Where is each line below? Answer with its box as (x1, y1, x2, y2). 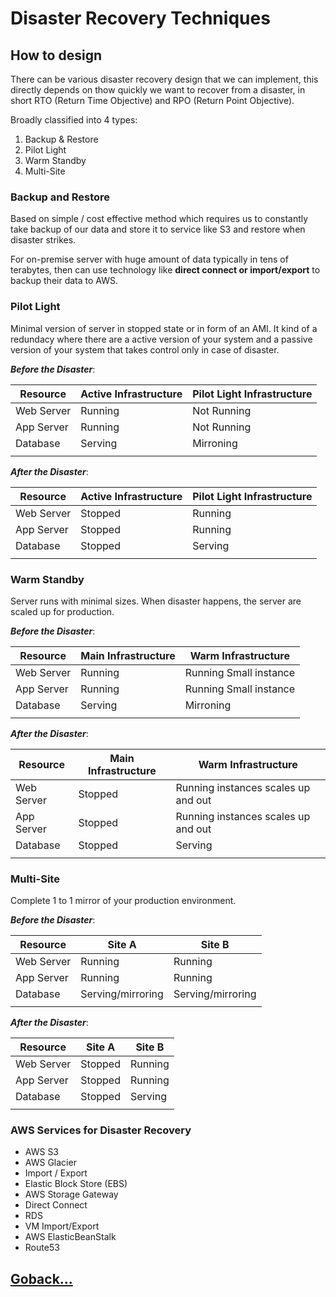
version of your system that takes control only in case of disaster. (10, 343, 280, 356)
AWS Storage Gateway (24, 1188, 119, 1201)
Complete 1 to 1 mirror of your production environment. (10, 895, 237, 907)
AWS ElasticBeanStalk (24, 1231, 117, 1243)
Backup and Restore (10, 190, 111, 204)
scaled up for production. (10, 605, 115, 617)
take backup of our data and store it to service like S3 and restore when (10, 223, 306, 236)
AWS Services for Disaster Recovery (10, 1123, 192, 1137)
